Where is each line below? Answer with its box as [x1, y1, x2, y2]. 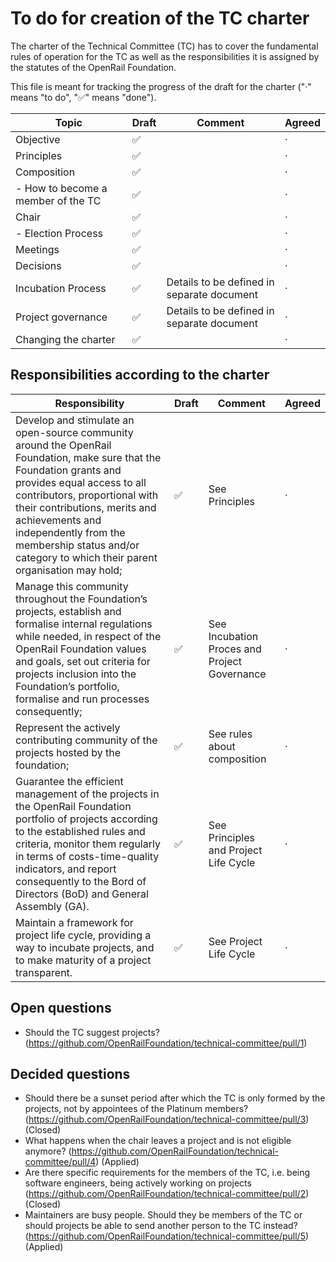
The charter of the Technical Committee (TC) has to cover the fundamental [10, 40, 319, 52]
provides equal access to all [15, 475, 147, 489]
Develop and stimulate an [15, 413, 135, 427]
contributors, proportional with [15, 488, 159, 502]
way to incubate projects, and [15, 940, 155, 954]
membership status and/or [15, 538, 140, 552]
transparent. [15, 965, 73, 979]
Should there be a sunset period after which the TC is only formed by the [24, 1092, 326, 1104]
